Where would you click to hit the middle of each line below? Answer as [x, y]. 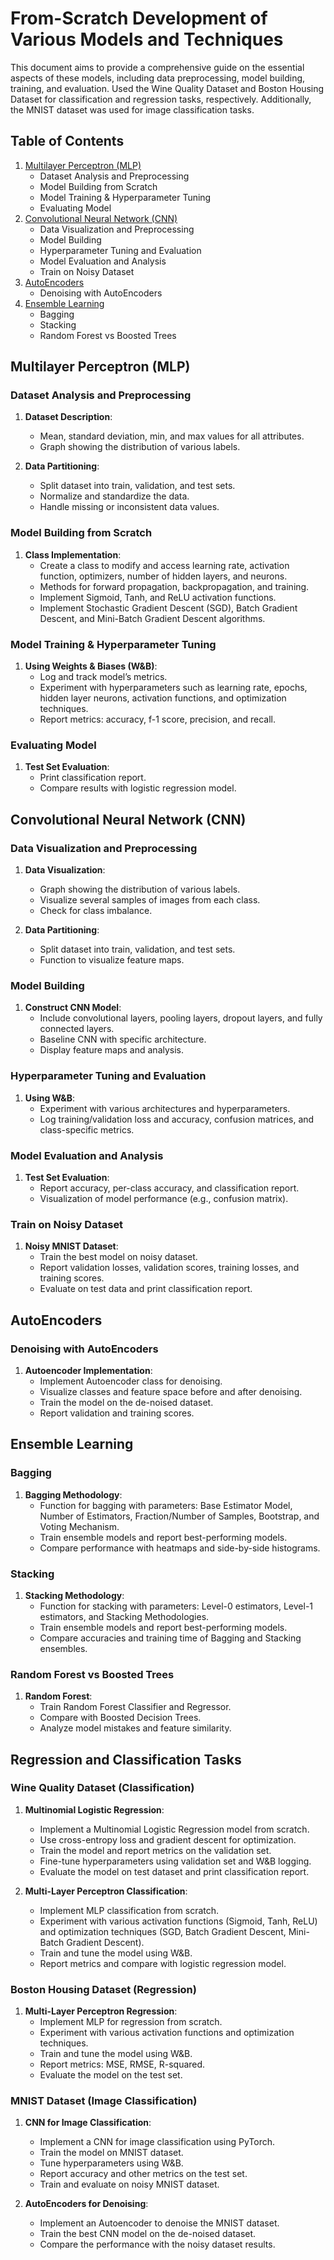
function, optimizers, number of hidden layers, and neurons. [163, 576]
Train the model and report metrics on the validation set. [155, 1850]
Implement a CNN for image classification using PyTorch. [157, 2142]
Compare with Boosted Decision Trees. [120, 1718]
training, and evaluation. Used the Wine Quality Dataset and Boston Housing [167, 88]
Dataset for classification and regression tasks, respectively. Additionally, [161, 99]
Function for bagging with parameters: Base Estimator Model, [166, 1505]
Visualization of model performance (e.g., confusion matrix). [164, 1198]
